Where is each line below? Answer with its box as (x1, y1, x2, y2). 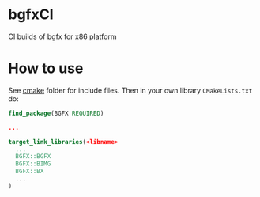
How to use (8, 59, 84, 78)
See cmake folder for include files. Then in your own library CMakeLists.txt (8, 85, 253, 95)
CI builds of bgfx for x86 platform (8, 32, 117, 41)
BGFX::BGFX (15, 153, 51, 161)
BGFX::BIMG (15, 160, 51, 168)
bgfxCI (8, 6, 54, 24)
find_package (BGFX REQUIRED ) (8, 109, 104, 117)
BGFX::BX (15, 168, 44, 176)
